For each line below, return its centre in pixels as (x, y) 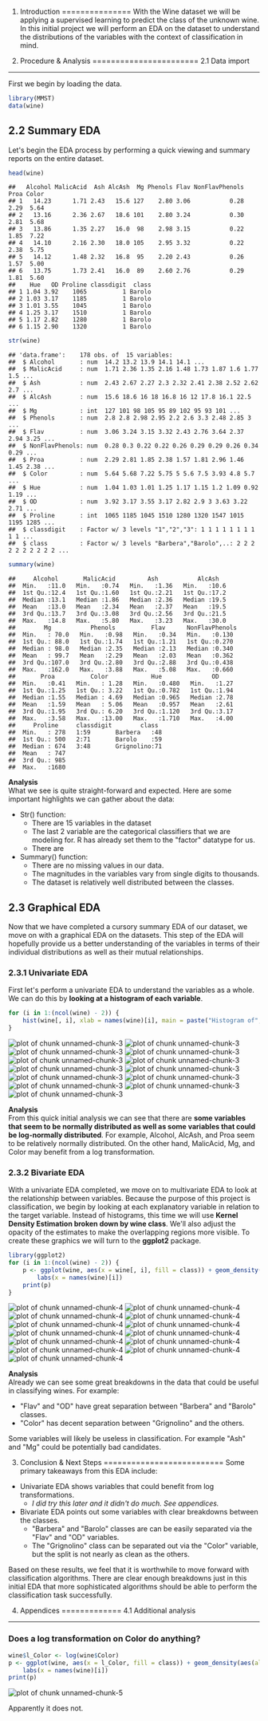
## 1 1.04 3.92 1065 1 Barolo (80, 292)
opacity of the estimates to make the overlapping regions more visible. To (129, 1232)
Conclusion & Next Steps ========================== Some (132, 1463)
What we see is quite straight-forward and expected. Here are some (120, 791)
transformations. (47, 1495)
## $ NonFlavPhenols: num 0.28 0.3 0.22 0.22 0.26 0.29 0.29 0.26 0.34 (134, 446)
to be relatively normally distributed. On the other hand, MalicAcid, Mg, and (132, 1143)
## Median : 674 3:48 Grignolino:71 (85, 746)
